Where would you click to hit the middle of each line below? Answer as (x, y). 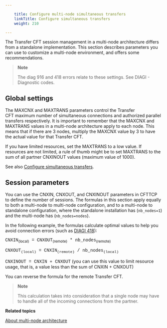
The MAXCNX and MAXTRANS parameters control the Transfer (70, 110)
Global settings (29, 98)
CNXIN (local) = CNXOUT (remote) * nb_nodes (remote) (58, 241)
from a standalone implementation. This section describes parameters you (82, 47)
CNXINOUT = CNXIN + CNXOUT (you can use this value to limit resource (80, 261)
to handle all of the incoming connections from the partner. (78, 301)
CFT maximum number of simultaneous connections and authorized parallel (83, 116)
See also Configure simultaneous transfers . (50, 167)
